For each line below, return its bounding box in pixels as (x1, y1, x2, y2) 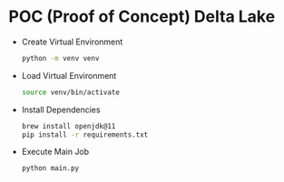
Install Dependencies (21, 104, 101, 115)
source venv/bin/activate (21, 88, 120, 97)
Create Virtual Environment (21, 36, 123, 47)
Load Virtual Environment (21, 70, 117, 81)
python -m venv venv (21, 53, 100, 62)
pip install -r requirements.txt (21, 129, 149, 139)
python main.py (21, 164, 80, 173)
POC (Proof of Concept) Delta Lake (8, 6, 276, 27)
